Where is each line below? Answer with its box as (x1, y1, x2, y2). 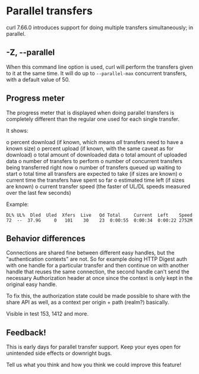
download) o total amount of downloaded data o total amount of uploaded (6, 151, 187, 158)
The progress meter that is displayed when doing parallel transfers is (6, 109, 175, 116)
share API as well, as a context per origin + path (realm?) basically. (6, 299, 169, 306)
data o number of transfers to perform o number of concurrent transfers (6, 157, 183, 164)
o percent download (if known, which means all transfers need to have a (6, 138, 184, 145)
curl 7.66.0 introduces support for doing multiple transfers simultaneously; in (6, 24, 194, 31)
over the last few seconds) (6, 189, 71, 196)
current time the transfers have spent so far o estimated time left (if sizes (6, 176, 185, 183)
